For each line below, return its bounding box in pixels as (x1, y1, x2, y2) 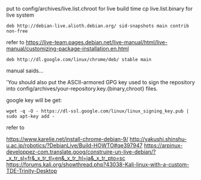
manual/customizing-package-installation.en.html (6, 45, 129, 52)
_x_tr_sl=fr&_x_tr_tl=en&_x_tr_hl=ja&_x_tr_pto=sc (6, 155, 125, 161)
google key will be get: (6, 97, 62, 103)
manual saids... (6, 67, 44, 74)
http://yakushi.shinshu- (129, 136, 187, 142)
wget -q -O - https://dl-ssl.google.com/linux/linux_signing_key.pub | (6, 108, 189, 114)
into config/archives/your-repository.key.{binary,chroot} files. (6, 85, 158, 92)
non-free (6, 28, 28, 34)
